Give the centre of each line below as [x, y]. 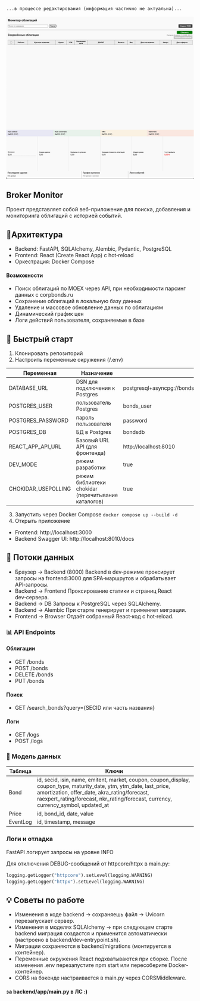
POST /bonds [31, 668]
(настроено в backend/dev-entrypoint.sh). [67, 940]
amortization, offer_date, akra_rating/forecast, [93, 793]
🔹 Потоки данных [40, 558]
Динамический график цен [49, 314]
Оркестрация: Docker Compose [54, 261]
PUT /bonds [29, 680]
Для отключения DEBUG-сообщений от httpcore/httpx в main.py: [88, 863]
